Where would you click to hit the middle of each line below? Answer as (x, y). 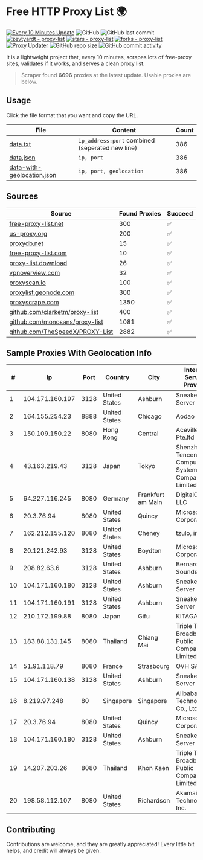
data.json (22, 158)
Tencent (188, 455)
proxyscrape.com (34, 302)
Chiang (148, 638)
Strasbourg (154, 666)
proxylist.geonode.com (42, 292)
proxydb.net (27, 243)
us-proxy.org (28, 233)
